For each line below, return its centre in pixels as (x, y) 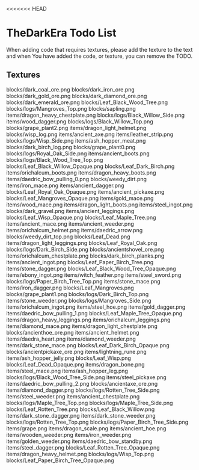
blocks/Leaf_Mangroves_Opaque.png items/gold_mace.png (80, 198)
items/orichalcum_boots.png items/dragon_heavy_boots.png (81, 172)
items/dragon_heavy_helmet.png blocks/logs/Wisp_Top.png (80, 454)
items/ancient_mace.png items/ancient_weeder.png (70, 224)
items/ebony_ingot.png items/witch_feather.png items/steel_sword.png (94, 275)
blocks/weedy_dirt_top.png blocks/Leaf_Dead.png (68, 237)
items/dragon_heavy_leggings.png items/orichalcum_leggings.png (88, 320)
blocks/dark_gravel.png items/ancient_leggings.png (70, 211)
